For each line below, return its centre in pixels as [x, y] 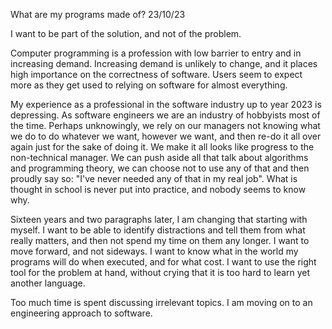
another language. [48, 283]
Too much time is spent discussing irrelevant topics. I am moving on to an [161, 302]
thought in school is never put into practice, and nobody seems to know [158, 189]
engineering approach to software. [81, 313]
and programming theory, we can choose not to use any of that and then [160, 168]
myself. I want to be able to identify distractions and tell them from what [158, 230]
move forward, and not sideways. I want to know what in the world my [154, 251]
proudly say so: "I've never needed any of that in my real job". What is [154, 178]
